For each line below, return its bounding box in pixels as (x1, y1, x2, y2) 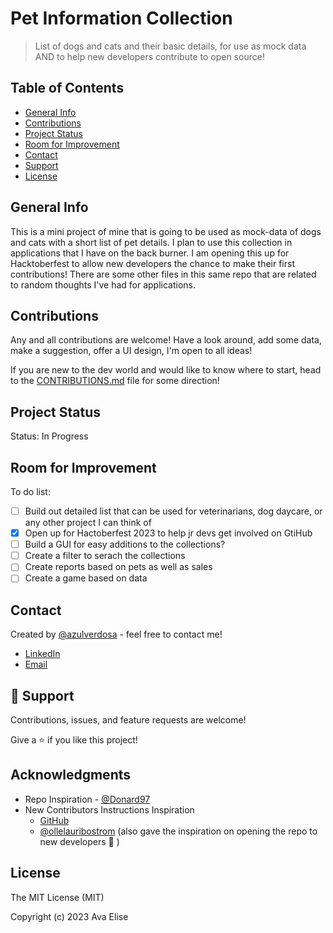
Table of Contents (10, 80, 125, 97)
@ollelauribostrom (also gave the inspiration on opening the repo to (39, 825, 318, 837)
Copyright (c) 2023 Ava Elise (10, 910, 129, 922)
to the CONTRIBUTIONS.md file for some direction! (10, 375, 220, 387)
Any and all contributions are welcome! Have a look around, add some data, (10, 334, 322, 346)
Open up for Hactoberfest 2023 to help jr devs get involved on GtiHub (24, 527, 313, 539)
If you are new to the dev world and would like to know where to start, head (10, 364, 322, 376)
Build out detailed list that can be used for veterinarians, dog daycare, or (24, 505, 323, 517)
